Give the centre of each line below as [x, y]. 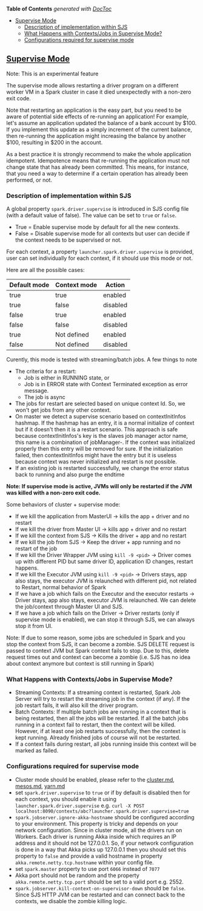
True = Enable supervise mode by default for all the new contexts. [97, 227]
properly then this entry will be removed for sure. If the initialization [99, 449]
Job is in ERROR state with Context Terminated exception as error [106, 384]
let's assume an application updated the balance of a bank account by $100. [101, 123]
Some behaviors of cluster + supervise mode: [63, 505]
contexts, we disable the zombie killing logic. [71, 901]
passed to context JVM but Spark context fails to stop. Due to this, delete [98, 651]
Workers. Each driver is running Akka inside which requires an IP [96, 836]
